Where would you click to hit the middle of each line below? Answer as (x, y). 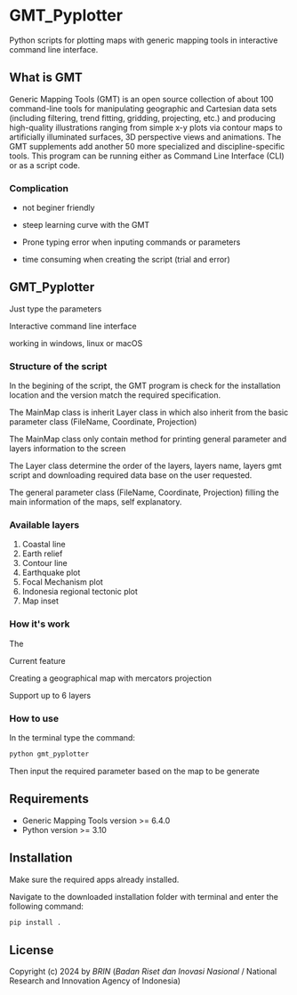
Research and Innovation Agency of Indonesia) (95, 981)
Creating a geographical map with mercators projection (110, 678)
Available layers (44, 525)
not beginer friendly (58, 208)
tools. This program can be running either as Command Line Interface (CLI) (147, 156)
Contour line (45, 563)
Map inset (40, 601)
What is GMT (46, 78)
